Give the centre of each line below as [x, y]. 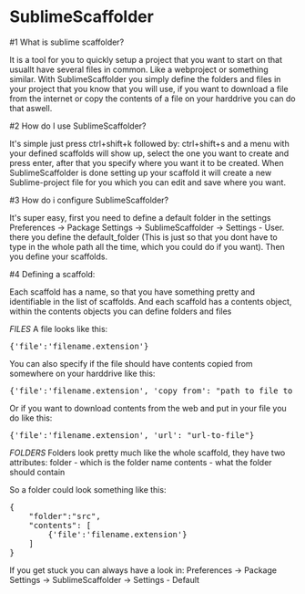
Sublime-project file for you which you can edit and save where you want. [148, 182]
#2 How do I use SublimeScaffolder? [78, 126]
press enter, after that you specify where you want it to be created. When [147, 162]
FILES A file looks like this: [59, 328]
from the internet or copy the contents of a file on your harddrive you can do [152, 99]
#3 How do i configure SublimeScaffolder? [89, 200]
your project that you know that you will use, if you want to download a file [149, 89]
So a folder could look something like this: [88, 489]
